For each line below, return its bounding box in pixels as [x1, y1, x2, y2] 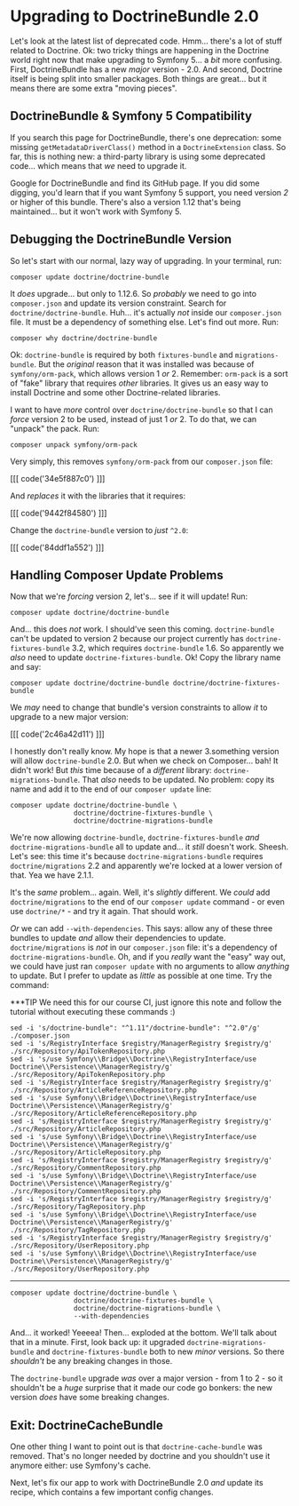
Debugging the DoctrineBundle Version [10, 232, 232, 247]
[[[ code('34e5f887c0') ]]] [10, 473, 106, 483]
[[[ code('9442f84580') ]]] [10, 507, 107, 518]
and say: [10, 662, 42, 673]
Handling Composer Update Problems [10, 567, 224, 583]
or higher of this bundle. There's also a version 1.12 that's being [10, 196, 241, 207]
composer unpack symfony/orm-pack [10, 440, 138, 450]
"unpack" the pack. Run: [10, 423, 100, 434]
